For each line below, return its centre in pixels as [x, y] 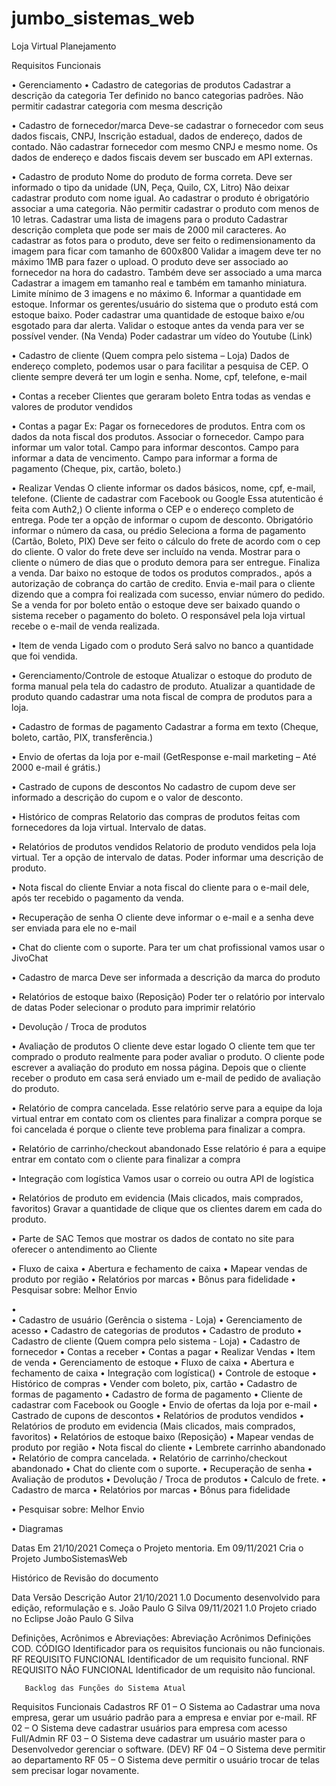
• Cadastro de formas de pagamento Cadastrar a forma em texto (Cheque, [165, 726]
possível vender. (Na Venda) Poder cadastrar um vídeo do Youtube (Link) [162, 336]
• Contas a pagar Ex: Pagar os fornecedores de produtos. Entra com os [158, 426]
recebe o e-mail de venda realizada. [85, 626]
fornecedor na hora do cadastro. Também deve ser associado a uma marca [167, 272]
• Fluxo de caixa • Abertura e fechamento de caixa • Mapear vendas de [159, 1268]
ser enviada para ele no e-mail [74, 928]
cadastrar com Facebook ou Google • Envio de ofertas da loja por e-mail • [165, 1404]
